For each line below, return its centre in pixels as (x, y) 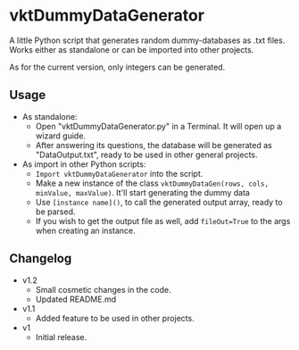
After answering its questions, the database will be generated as (154, 145)
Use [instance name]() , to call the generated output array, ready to (159, 202)
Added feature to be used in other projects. (115, 318)
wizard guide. (61, 136)
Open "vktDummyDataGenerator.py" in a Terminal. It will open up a (158, 126)
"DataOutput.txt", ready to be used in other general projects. (146, 154)
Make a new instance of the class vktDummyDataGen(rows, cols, (152, 183)
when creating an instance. (85, 230)
